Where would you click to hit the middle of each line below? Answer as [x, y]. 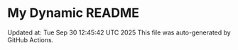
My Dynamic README [74, 13]
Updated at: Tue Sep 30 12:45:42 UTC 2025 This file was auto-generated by [119, 32]
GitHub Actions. [31, 39]
